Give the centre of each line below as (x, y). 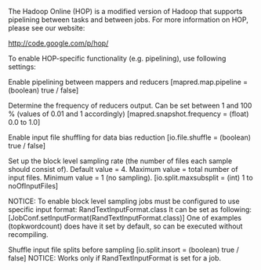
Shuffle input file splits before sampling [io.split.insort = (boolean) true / (123, 250)
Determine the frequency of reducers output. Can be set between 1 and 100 (130, 106)
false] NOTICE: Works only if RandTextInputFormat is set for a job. (115, 258)
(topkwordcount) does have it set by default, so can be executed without (125, 226)
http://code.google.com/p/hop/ (58, 43)
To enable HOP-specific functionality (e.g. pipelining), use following (117, 58)
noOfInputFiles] (33, 186)
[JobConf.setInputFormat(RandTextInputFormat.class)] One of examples (125, 218)
